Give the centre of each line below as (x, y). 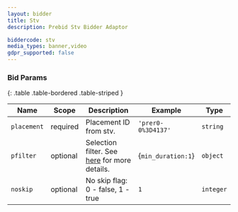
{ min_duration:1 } (166, 156)
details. (97, 169)
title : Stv (23, 20)
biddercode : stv (31, 40)
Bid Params (27, 77)
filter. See (102, 151)
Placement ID (108, 122)
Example (166, 110)
